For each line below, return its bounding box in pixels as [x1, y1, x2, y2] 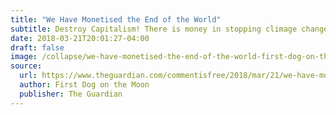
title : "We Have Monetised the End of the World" [10, 14, 222, 25]
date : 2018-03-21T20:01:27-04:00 [10, 33, 150, 43]
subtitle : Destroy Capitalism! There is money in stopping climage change [10, 24, 329, 34]
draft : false [10, 42, 65, 53]
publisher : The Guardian [19, 89, 123, 99]
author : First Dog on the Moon [19, 80, 150, 90]
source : [10, 61, 43, 71]
